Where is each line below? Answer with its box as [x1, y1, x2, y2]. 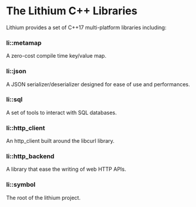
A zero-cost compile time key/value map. [6, 52, 107, 59]
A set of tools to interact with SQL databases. [6, 109, 117, 116]
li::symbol [6, 180, 36, 189]
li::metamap [6, 39, 42, 47]
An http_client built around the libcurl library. [6, 137, 115, 145]
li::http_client [6, 124, 46, 132]
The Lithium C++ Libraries [6, 4, 138, 18]
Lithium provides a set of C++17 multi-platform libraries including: [6, 24, 167, 31]
